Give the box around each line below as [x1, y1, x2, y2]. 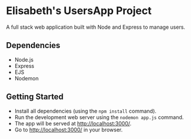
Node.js [14, 56, 34, 63]
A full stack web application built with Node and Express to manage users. [6, 23, 186, 30]
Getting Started [6, 92, 64, 102]
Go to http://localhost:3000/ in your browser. [14, 126, 123, 133]
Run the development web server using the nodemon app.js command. [14, 113, 184, 121]
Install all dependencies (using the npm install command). [14, 107, 157, 114]
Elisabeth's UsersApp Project [6, 4, 152, 18]
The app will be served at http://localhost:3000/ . [14, 120, 132, 127]
